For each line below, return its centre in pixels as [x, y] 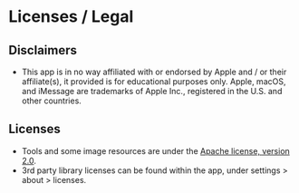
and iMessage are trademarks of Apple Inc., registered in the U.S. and [152, 91]
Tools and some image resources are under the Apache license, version [156, 150]
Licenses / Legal [71, 17]
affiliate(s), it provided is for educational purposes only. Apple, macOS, [154, 82]
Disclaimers [43, 50]
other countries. [52, 101]
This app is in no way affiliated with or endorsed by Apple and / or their [154, 72]
